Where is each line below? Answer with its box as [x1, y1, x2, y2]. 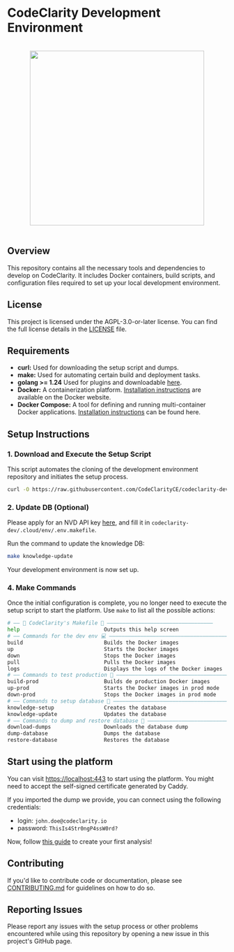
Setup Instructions [7, 428, 90, 440]
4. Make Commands [7, 583, 77, 593]
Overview [7, 245, 51, 257]
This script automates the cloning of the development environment [7, 465, 198, 474]
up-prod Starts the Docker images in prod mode [7, 684, 219, 692]
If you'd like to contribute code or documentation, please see [7, 876, 182, 884]
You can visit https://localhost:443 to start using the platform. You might [7, 774, 214, 783]
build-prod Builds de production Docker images [7, 678, 210, 685]
